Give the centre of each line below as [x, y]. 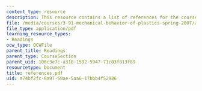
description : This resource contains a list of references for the [93, 17]
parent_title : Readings [36, 51]
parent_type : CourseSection [41, 56]
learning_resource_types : [38, 34]
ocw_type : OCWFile [29, 45]
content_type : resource [36, 12]
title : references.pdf [35, 73]
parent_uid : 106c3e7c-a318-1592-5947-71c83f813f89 [71, 62]
